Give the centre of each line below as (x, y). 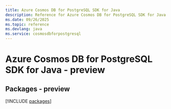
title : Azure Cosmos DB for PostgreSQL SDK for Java (63, 10)
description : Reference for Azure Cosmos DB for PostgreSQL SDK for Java (86, 15)
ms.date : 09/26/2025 (27, 19)
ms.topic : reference (27, 24)
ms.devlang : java (24, 29)
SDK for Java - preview (55, 70)
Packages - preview (38, 89)
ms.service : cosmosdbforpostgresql (43, 34)
